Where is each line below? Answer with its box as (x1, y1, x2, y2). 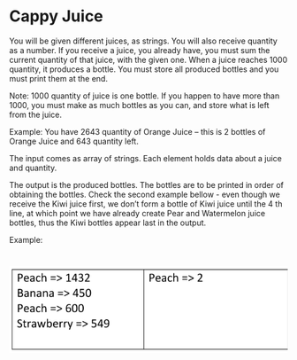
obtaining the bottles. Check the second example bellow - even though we (9, 189, 280, 200)
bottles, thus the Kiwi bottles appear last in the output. (9, 217, 207, 228)
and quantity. (9, 162, 57, 173)
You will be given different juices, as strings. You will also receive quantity (9, 35, 278, 46)
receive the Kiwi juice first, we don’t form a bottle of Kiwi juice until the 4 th (9, 198, 283, 209)
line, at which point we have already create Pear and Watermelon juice (9, 207, 266, 218)
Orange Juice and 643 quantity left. (9, 136, 139, 146)
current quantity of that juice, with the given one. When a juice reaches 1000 (9, 54, 288, 65)
